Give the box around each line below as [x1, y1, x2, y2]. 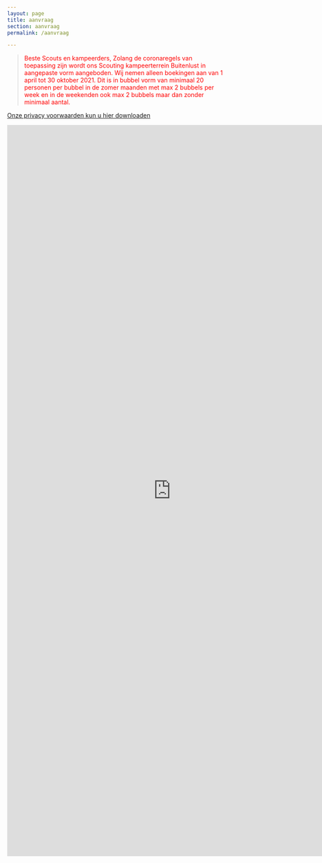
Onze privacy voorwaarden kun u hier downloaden [7, 111, 151, 120]
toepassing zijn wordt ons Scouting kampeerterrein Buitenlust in [23, 61, 206, 70]
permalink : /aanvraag [7, 29, 69, 36]
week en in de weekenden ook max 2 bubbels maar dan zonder [23, 91, 204, 99]
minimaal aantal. [23, 98, 71, 107]
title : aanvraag [7, 17, 54, 23]
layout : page [7, 10, 45, 17]
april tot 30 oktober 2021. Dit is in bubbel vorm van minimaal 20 [23, 76, 204, 85]
